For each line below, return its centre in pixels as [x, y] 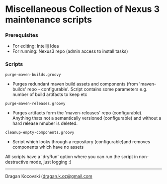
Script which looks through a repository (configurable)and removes [81, 141]
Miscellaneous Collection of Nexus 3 [83, 9]
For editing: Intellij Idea [36, 46]
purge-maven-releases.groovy [35, 103]
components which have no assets [48, 147]
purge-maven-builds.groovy [33, 75]
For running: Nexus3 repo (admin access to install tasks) [70, 51]
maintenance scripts [49, 20]
